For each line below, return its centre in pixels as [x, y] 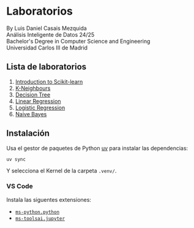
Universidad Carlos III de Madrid [47, 48]
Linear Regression [38, 101]
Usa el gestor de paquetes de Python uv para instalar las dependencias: [97, 148]
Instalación [28, 134]
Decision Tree [33, 94]
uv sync [16, 159]
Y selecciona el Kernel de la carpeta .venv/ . [62, 171]
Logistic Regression [40, 108]
